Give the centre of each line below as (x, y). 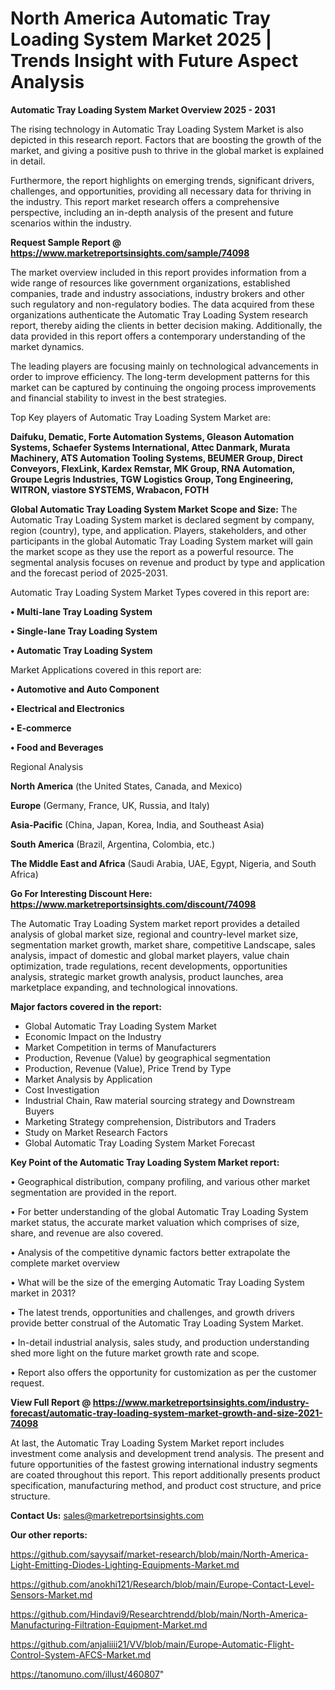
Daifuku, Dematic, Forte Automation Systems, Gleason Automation (152, 436)
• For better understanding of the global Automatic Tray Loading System (159, 1211)
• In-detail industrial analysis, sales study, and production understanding (160, 1342)
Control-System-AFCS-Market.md (81, 1654)
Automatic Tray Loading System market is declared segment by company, (162, 519)
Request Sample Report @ (66, 242)
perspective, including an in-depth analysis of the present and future (152, 212)
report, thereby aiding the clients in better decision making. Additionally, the (166, 325)
